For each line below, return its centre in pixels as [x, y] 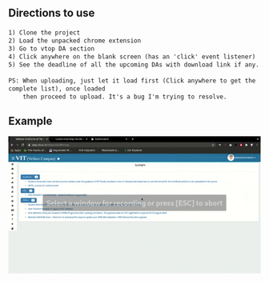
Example [30, 121]
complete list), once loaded [57, 88]
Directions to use [52, 13]
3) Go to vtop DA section [51, 48]
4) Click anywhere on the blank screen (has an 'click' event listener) [132, 56]
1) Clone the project [44, 32]
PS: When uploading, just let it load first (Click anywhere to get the [132, 80]
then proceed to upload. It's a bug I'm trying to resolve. [125, 96]
